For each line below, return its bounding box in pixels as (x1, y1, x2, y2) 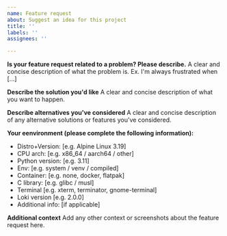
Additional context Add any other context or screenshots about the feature (7, 213, 219, 222)
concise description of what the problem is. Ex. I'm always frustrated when (7, 68, 218, 76)
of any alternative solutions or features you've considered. (7, 116, 172, 124)
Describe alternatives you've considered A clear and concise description (7, 109, 217, 117)
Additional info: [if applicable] (16, 200, 101, 209)
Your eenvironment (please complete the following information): (7, 129, 193, 137)
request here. (7, 221, 45, 229)
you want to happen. (7, 95, 65, 103)
